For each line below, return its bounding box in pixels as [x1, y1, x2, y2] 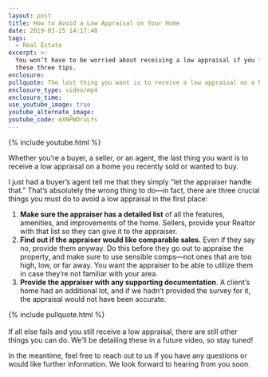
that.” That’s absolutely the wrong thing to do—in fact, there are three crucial [8, 185, 260, 195]
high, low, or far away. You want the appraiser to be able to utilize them [19, 260, 254, 270]
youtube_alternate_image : [8, 109, 94, 117]
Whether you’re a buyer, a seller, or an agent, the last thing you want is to [8, 153, 249, 162]
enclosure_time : [8, 93, 62, 101]
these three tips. [15, 64, 77, 72]
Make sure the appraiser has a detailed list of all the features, [19, 209, 225, 219]
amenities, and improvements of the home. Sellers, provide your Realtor [19, 217, 256, 228]
